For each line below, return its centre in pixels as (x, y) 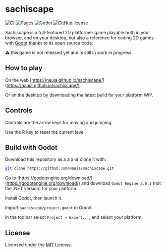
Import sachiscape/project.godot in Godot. (49, 208)
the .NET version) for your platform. (41, 189)
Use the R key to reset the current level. (46, 132)
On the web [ (18, 80)
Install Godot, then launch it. (34, 198)
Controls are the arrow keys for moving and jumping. (59, 122)
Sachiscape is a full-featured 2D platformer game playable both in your (78, 32)
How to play (24, 68)
